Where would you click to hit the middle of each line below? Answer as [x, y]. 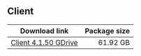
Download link [44, 30]
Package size [107, 30]
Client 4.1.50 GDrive [44, 42]
